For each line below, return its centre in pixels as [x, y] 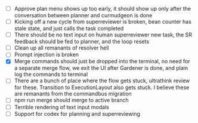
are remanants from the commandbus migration [73, 94]
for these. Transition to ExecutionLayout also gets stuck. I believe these [102, 87]
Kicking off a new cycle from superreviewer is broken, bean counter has [103, 22]
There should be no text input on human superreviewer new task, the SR [103, 35]
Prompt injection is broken [46, 55]
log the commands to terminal [51, 75]
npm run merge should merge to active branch [71, 100]
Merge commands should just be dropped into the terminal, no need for [102, 61]
